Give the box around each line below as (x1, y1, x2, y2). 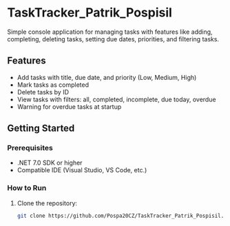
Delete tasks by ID (17, 88, 70, 96)
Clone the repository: (17, 198, 78, 207)
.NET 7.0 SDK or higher (17, 158, 83, 167)
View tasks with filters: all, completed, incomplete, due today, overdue (17, 95, 216, 103)
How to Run (7, 183, 47, 193)
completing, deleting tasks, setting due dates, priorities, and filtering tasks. (7, 34, 219, 43)
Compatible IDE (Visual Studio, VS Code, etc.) (17, 166, 147, 174)
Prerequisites (7, 143, 53, 153)
